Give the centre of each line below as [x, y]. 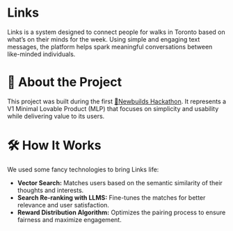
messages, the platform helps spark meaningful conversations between [110, 46]
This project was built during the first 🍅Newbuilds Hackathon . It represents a [117, 101]
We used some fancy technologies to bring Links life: [83, 169]
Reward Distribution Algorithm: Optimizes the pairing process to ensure [121, 212]
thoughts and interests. [50, 190]
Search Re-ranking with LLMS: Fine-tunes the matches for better [111, 197]
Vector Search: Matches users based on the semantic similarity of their [120, 182]
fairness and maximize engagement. [69, 219]
